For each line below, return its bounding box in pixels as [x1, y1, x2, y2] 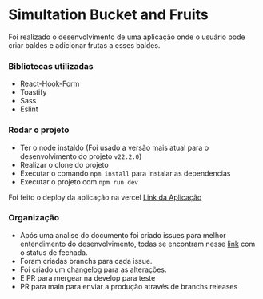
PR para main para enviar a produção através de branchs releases [19, 281, 238, 291]
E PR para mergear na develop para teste [19, 273, 156, 282]
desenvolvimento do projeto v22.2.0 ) [19, 151, 142, 161]
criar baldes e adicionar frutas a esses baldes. [8, 40, 161, 50]
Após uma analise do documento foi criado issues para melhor [19, 230, 226, 240]
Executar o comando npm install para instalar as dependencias [19, 168, 231, 178]
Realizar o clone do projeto [19, 160, 110, 169]
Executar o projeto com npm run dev [19, 176, 138, 186]
